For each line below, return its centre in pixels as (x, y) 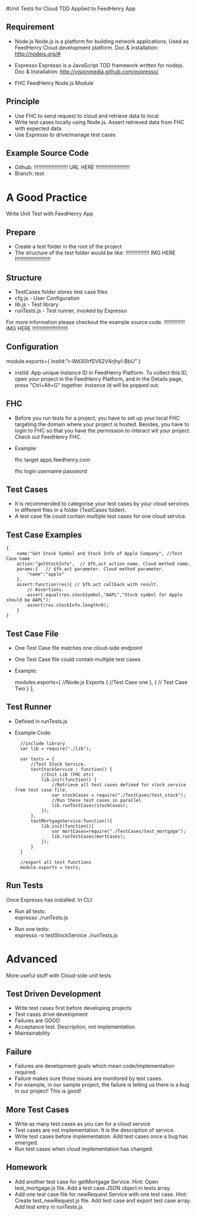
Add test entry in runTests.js (49, 1207)
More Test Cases (38, 1109)
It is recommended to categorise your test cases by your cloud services (102, 504)
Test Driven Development (54, 994)
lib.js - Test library (36, 304)
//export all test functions (56, 862)
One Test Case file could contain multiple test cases (78, 659)
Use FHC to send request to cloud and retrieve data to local (86, 116)
